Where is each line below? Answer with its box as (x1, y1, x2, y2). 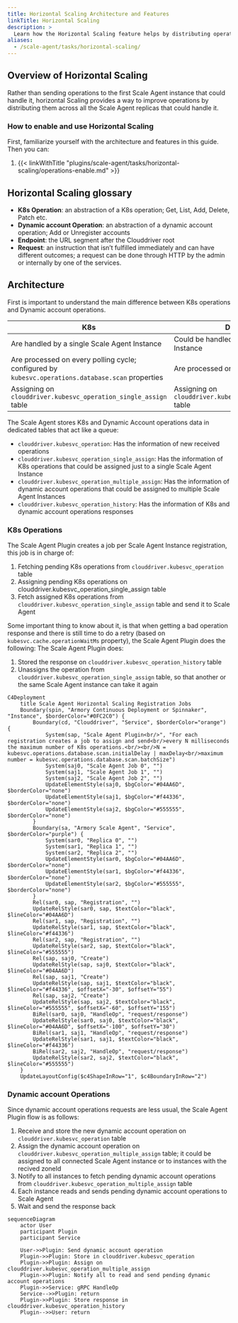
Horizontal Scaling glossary (7, 187, 132, 199)
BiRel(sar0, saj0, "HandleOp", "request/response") (33, 1011, 189, 1019)
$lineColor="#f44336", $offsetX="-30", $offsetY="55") (7, 986, 173, 994)
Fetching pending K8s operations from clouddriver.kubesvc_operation (17, 562, 225, 571)
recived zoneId (17, 1165, 62, 1173)
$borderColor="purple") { (7, 831, 84, 838)
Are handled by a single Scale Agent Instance (11, 339, 162, 348)
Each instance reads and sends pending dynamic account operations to (17, 1187, 228, 1196)
